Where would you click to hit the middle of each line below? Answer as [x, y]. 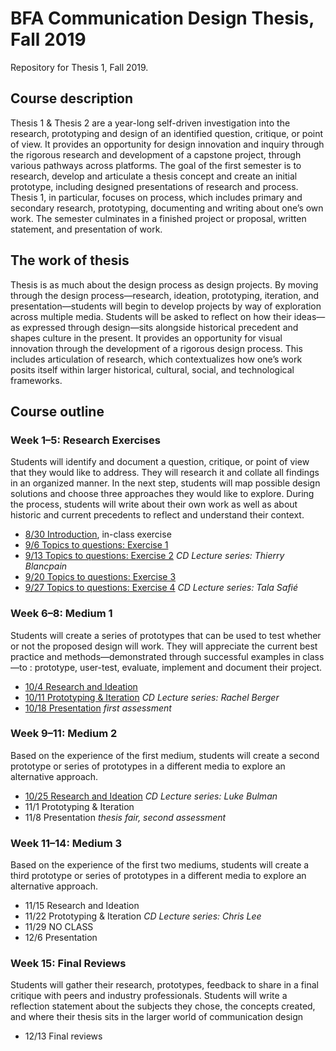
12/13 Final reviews [63, 1036]
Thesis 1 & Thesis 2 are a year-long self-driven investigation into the [150, 123]
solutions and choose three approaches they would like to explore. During [162, 494]
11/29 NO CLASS [59, 927]
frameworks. [36, 380]
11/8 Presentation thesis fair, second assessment [125, 817]
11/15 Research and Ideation [82, 906]
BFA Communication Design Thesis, [162, 18]
